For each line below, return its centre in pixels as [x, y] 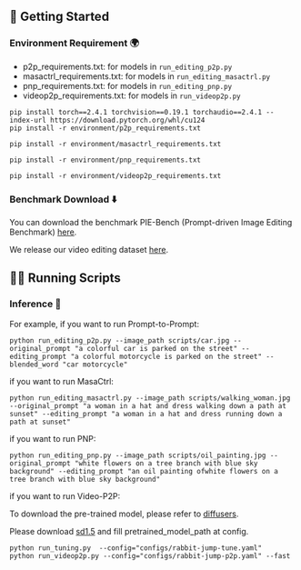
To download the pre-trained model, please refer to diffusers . [124, 514]
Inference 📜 [35, 304]
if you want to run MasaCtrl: [61, 381]
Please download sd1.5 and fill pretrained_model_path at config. [129, 531]
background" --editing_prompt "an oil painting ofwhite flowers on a [144, 471]
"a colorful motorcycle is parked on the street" [166, 356]
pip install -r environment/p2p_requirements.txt [105, 128]
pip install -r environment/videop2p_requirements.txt [115, 175]
